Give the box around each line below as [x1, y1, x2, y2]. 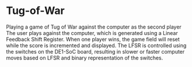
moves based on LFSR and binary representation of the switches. [6, 54, 163, 61]
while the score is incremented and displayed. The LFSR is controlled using [6, 42, 187, 49]
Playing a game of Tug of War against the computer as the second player [6, 23, 182, 30]
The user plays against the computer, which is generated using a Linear [6, 29, 178, 36]
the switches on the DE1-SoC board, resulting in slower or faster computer [6, 48, 185, 55]
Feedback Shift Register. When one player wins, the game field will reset [6, 36, 180, 43]
